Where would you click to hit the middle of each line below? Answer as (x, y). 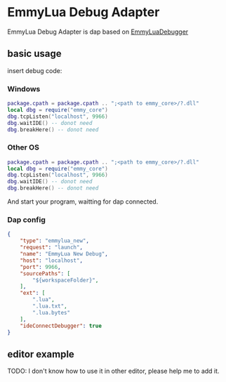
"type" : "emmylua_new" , (55, 241)
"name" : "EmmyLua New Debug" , (64, 254)
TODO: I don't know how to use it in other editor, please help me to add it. (113, 371)
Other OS (24, 147)
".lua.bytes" (52, 312)
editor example (41, 354)
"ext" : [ (33, 293)
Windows (24, 88)
